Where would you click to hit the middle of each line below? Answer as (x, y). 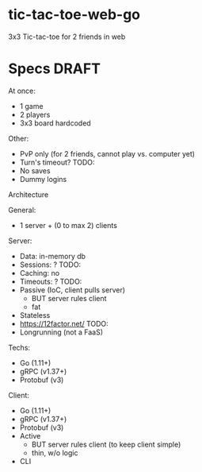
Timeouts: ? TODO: (51, 281)
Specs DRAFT (55, 69)
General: (22, 210)
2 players (35, 114)
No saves (35, 170)
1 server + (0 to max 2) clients (68, 225)
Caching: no (40, 273)
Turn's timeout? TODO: (57, 162)
